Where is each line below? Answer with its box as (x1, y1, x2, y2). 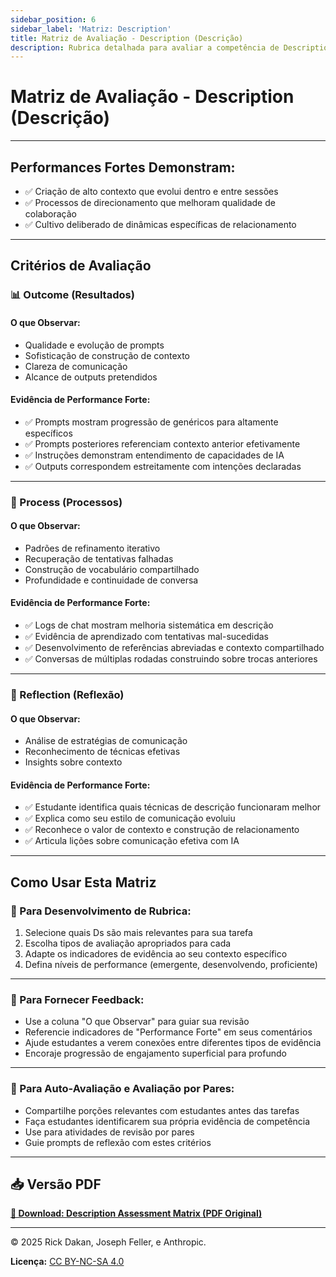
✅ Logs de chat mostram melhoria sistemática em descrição (24, 619, 274, 631)
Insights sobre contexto (24, 756, 123, 768)
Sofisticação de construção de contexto (24, 349, 190, 361)
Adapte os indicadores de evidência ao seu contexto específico (24, 948, 288, 960)
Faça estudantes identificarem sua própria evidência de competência (24, 1115, 311, 1127)
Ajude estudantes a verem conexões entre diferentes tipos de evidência (24, 1037, 322, 1049)
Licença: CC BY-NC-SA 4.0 (10, 1256, 125, 1268)
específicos (24, 427, 73, 439)
